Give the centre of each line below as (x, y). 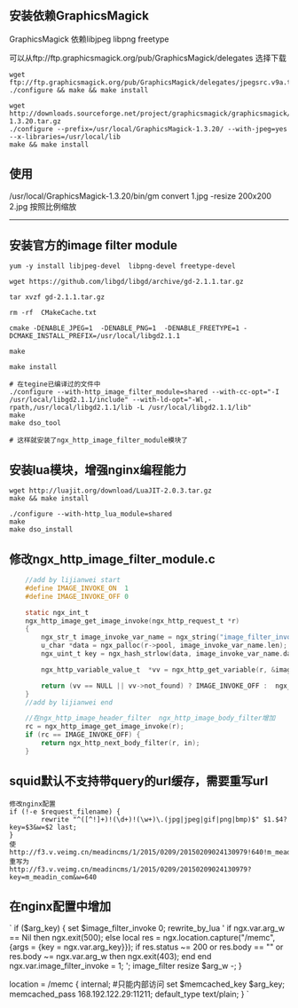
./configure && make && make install (79, 90)
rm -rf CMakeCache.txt (53, 313)
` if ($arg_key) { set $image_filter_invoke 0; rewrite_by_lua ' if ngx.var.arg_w (147, 928)
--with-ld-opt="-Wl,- (172, 400)
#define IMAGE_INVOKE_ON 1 (77, 588)
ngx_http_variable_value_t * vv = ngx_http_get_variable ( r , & (158, 669)
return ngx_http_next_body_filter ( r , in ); (121, 744)
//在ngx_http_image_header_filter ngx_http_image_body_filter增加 (150, 718)
